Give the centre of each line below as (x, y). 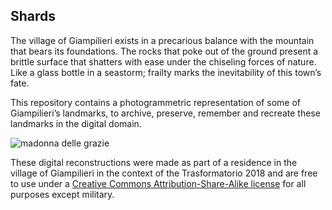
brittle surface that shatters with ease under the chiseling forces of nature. (163, 61)
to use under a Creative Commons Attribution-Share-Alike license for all (158, 183)
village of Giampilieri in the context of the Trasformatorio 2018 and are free (164, 173)
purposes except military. (62, 194)
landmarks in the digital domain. (76, 123)
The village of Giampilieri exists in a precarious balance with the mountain (162, 40)
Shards (33, 16)
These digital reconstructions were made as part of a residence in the (154, 162)
